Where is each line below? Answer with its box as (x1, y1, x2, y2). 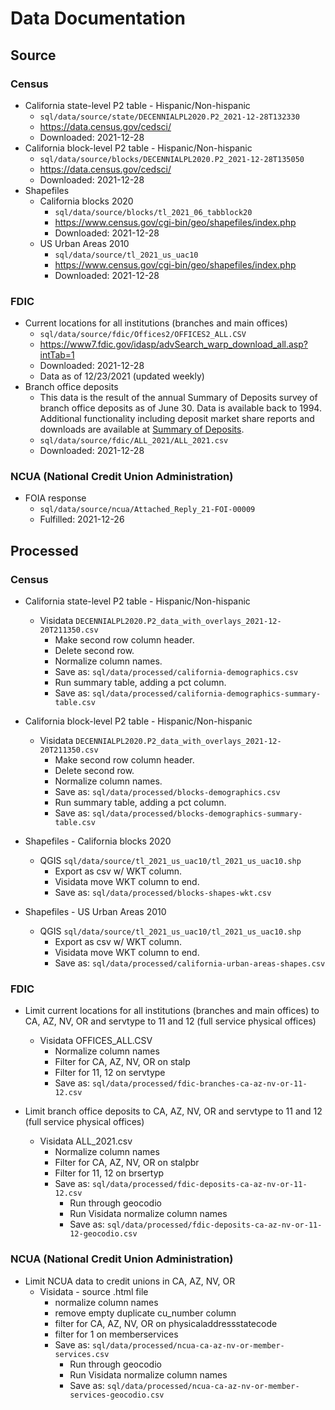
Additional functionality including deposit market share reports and (39, 413, 315, 425)
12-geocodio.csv (69, 1229, 138, 1239)
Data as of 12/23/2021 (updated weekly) (39, 370, 205, 382)
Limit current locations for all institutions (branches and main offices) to (24, 1005, 320, 1017)
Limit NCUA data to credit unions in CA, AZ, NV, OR (24, 1275, 236, 1287)
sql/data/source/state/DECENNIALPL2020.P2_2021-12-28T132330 (39, 112, 300, 122)
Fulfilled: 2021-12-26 (39, 513, 125, 526)
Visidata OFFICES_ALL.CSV (39, 1035, 153, 1047)
